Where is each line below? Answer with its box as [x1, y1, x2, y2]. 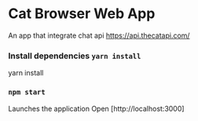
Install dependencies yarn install [8, 50, 141, 61]
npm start [8, 88, 46, 97]
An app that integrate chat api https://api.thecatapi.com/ [8, 31, 190, 40]
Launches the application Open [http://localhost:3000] [8, 104, 185, 113]
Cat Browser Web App [8, 5, 156, 23]
